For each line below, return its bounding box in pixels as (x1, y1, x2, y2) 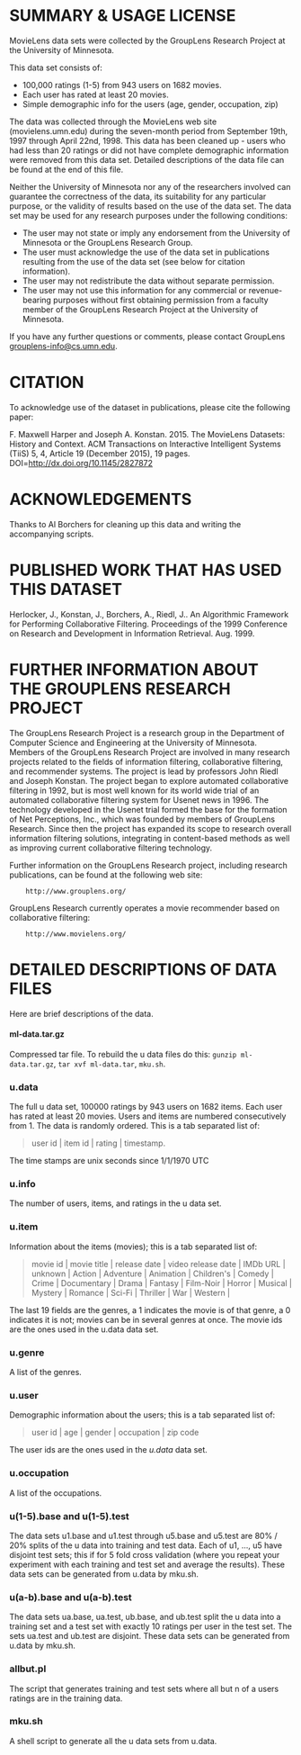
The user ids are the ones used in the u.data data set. (9, 1444, 208, 1455)
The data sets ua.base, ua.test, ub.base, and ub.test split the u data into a (9, 1612, 281, 1623)
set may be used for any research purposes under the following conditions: (9, 210, 288, 220)
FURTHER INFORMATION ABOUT (9, 659, 259, 679)
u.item (9, 1220, 39, 1233)
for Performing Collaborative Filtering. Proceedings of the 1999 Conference (9, 618, 288, 629)
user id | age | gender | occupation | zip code (31, 1427, 199, 1438)
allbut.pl (9, 1662, 47, 1675)
